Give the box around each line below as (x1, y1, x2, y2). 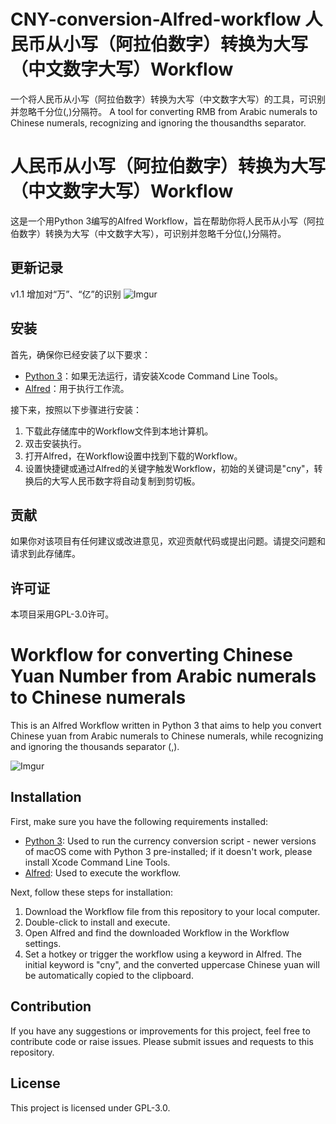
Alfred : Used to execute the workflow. (24, 866, 182, 879)
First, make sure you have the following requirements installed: (10, 815, 269, 827)
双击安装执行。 (24, 437, 87, 449)
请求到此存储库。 (10, 548, 81, 560)
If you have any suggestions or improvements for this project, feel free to (10, 1025, 311, 1037)
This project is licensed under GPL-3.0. (10, 1101, 171, 1114)
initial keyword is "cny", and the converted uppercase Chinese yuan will (24, 958, 320, 970)
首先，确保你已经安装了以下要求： (10, 348, 151, 360)
